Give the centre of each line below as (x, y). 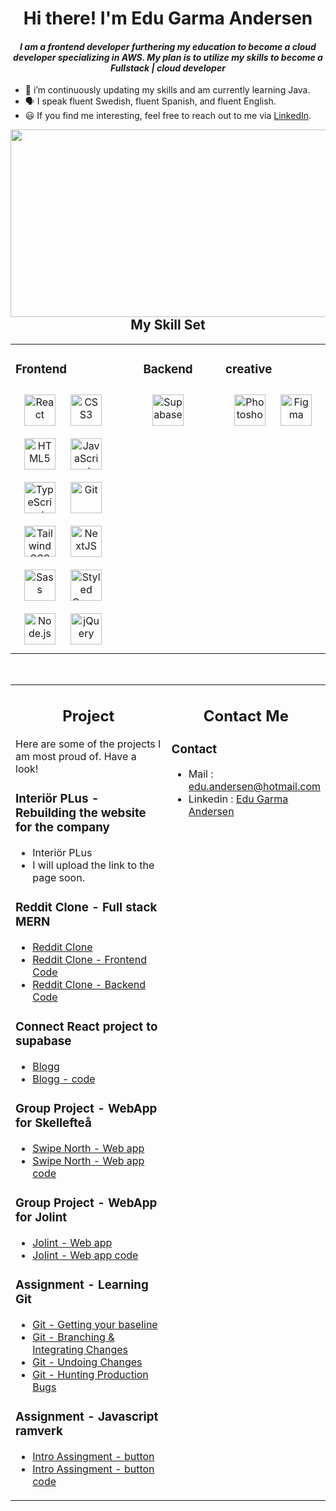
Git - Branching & (73, 1337)
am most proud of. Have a (76, 757)
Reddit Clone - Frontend (89, 960)
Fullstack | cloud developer (168, 68)
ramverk (39, 1431)
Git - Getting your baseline (95, 1324)
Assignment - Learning (82, 1285)
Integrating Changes (80, 1349)
